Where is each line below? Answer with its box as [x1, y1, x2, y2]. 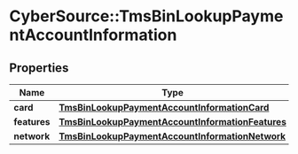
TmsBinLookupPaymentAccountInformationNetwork [59, 130, 286, 142]
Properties [9, 60, 69, 75]
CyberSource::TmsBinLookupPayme [9, 6, 284, 27]
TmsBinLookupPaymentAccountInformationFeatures [59, 116, 286, 127]
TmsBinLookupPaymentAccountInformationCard [59, 102, 270, 113]
